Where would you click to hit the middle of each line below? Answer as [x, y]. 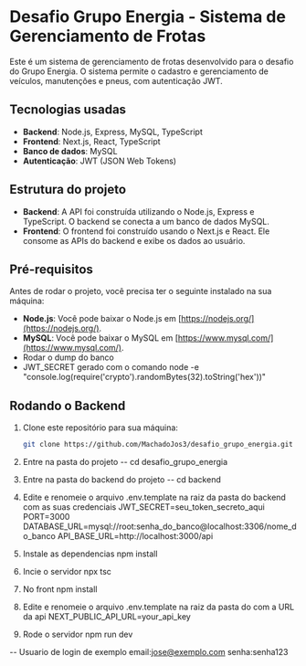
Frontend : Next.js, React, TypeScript [92, 141]
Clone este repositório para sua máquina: [100, 428]
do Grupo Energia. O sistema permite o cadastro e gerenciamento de [139, 71]
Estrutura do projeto [68, 190]
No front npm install [60, 589]
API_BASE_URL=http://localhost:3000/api [136, 536]
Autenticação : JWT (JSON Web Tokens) [99, 161]
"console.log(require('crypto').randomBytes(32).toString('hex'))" [144, 377]
